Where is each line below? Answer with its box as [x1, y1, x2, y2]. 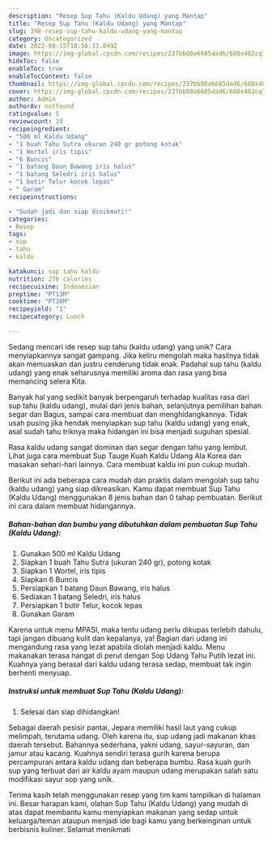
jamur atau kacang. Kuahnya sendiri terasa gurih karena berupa [8, 748, 220, 758]
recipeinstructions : [8, 192, 79, 201]
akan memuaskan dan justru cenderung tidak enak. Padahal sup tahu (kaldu [8, 358, 261, 369]
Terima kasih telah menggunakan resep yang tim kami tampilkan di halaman [8, 790, 261, 800]
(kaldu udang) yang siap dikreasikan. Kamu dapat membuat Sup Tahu [8, 483, 240, 493]
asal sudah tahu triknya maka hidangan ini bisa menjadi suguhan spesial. [8, 427, 251, 436]
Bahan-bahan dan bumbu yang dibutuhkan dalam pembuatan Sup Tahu [8, 520, 257, 530]
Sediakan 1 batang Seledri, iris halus [19, 591, 141, 601]
